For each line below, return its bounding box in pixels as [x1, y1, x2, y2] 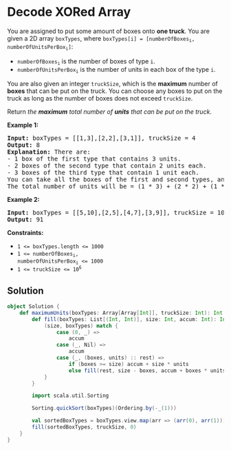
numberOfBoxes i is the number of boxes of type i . [16, 57, 156, 66]
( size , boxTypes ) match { [43, 322, 118, 329]
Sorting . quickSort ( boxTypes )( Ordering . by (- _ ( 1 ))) [32, 405, 177, 412]
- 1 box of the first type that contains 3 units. [7, 155, 181, 163]
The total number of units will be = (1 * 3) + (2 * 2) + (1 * [7, 183, 225, 190]
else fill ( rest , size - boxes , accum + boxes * [68, 367, 208, 374]
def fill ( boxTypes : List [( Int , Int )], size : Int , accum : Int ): [32, 316, 217, 323]
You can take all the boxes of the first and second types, [7, 176, 214, 183]
